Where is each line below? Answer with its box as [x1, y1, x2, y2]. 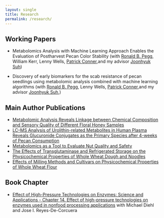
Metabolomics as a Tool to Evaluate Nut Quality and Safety [12, 143, 132, 149]
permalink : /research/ [5, 16, 52, 21]
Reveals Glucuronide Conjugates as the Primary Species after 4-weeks [12, 132, 158, 138]
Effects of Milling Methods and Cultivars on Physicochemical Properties [12, 159, 159, 164]
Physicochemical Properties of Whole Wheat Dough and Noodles [12, 154, 146, 159]
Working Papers [5, 35, 56, 43]
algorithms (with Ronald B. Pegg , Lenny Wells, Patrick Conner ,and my [12, 84, 155, 90]
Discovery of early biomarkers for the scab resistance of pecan [12, 73, 142, 79]
